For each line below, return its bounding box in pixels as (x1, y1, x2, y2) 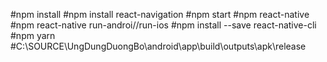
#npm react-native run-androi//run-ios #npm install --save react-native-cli (10, 19, 317, 31)
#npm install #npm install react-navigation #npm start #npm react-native (10, 9, 310, 20)
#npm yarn (10, 30, 56, 41)
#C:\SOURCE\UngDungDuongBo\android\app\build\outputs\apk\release (10, 40, 307, 52)
